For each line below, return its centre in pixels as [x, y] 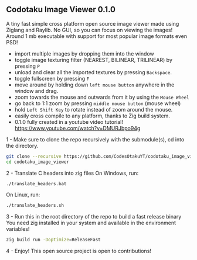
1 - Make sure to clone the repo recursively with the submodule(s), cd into [95, 139]
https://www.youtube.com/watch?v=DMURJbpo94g [77, 128]
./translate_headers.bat [36, 183]
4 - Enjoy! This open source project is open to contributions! [79, 251]
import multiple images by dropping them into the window [84, 53]
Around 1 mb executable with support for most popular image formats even [97, 36]
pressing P [27, 66]
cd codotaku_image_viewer [38, 162]
